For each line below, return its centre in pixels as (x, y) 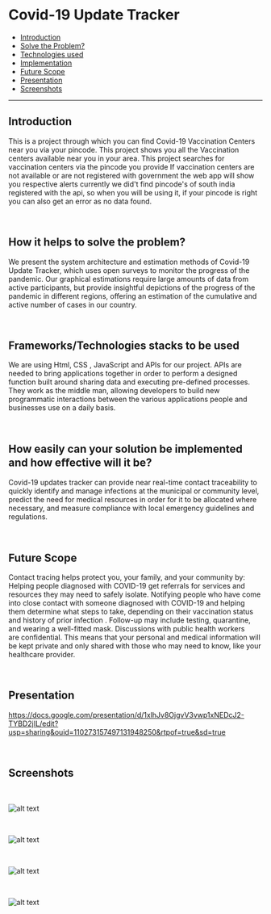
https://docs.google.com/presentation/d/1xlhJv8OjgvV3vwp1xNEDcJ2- (126, 715)
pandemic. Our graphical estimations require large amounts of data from (128, 279)
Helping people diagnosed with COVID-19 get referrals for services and (127, 586)
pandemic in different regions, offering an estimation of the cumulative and (133, 296)
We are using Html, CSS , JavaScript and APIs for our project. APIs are (125, 365)
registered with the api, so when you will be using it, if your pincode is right (133, 192)
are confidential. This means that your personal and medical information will (134, 637)
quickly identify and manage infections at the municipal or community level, (134, 491)
